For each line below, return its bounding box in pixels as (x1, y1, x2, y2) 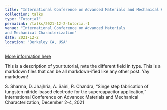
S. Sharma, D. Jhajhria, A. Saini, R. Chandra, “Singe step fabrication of (5, 83, 149, 89)
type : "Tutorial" (5, 16, 41, 21)
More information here (5, 53, 51, 59)
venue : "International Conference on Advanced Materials (5, 26, 126, 31)
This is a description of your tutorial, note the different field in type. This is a (5, 63, 161, 69)
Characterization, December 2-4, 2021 (5, 99, 84, 105)
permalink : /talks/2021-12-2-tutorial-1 (5, 21, 90, 26)
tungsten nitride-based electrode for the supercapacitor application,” (5, 88, 147, 95)
